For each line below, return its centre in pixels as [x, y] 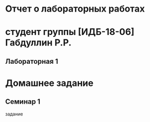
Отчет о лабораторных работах [75, 9]
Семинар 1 [23, 102]
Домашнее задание [49, 83]
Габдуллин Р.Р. [38, 43]
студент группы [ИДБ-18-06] [70, 32]
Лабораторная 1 [32, 61]
